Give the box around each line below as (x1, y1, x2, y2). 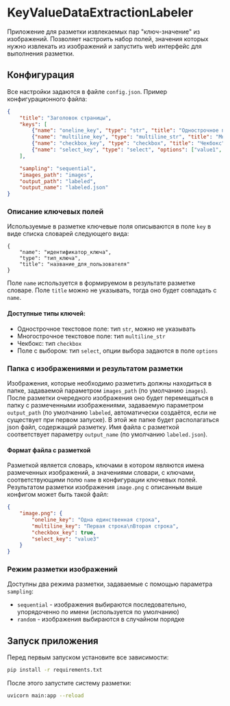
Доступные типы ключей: (7, 309, 86, 318)
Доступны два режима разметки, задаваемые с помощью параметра (7, 580, 213, 588)
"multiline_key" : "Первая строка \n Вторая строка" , (31, 523, 179, 530)
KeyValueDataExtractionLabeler (7, 5, 194, 21)
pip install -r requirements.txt (7, 667, 103, 674)
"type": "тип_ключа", (19, 255, 81, 262)
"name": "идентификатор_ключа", (19, 249, 112, 256)
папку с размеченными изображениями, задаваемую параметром (7, 401, 204, 409)
